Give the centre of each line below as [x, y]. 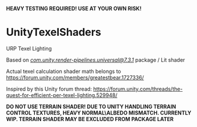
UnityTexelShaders [54, 32]
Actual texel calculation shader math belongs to [64, 71]
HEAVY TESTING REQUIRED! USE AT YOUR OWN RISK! [74, 9]
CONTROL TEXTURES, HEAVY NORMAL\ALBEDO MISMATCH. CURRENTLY [99, 113]
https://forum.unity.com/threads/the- [138, 89]
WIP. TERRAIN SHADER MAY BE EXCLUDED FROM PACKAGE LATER [90, 119]
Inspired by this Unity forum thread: [49, 89]
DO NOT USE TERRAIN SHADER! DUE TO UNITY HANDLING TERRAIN [91, 106]
